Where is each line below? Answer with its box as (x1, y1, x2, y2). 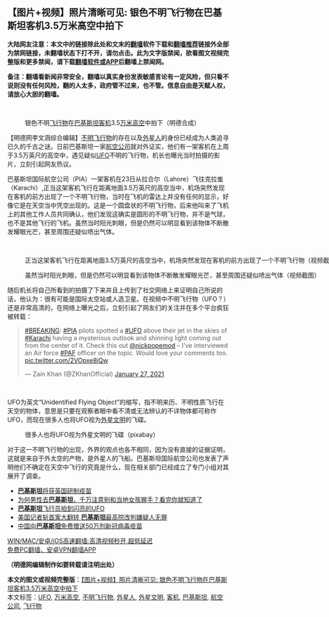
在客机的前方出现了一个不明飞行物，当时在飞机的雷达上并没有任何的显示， (7, 192, 223, 200)
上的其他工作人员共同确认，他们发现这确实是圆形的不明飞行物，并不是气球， (7, 209, 229, 218)
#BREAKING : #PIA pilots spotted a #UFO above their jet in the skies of (24, 326, 227, 335)
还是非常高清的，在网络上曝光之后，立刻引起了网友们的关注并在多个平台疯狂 (7, 303, 229, 311)
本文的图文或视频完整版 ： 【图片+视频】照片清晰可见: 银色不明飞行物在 (7, 575, 209, 583)
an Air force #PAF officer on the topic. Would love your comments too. (24, 349, 228, 357)
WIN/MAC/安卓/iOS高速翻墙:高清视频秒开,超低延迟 (7, 536, 153, 545)
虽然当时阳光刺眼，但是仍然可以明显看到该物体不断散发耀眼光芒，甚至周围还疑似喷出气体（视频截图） (25, 271, 321, 279)
